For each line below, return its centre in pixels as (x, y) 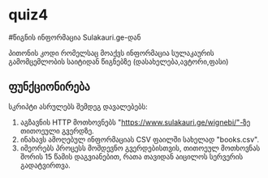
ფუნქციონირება (50, 87)
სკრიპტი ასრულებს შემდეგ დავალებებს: (78, 106)
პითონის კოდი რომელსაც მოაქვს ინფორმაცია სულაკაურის (111, 53)
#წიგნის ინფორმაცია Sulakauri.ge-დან (75, 37)
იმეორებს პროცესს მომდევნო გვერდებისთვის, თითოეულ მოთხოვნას (140, 148)
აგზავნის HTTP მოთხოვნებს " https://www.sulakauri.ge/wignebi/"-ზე (135, 122)
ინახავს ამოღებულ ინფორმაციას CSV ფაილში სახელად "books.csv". (140, 139)
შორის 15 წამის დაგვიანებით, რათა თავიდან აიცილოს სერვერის (132, 156)
